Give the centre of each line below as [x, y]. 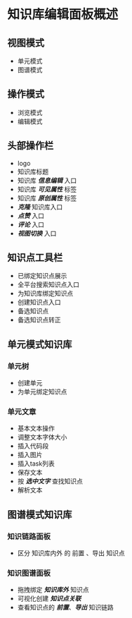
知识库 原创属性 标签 [47, 198]
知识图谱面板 [29, 574]
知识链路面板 [29, 536]
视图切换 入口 [37, 233]
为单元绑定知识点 [42, 392]
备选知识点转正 [39, 320]
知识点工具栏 [35, 258]
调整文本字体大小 [42, 437]
